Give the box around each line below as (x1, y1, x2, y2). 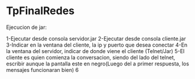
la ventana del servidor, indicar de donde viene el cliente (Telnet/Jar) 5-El (6, 47, 185, 54)
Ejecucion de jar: (6, 24, 47, 31)
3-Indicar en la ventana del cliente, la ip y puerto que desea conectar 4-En (6, 41, 188, 48)
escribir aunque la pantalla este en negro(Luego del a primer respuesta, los (6, 60, 189, 67)
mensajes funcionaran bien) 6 (6, 66, 79, 73)
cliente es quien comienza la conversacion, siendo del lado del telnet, (6, 54, 175, 61)
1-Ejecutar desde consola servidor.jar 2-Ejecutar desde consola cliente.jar (6, 35, 186, 42)
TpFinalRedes (6, 4, 75, 18)
